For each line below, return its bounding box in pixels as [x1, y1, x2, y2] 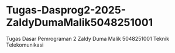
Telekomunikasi [6, 41, 44, 48]
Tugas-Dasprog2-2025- [6, 3, 126, 17]
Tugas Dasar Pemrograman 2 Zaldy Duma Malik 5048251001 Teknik [6, 35, 170, 42]
